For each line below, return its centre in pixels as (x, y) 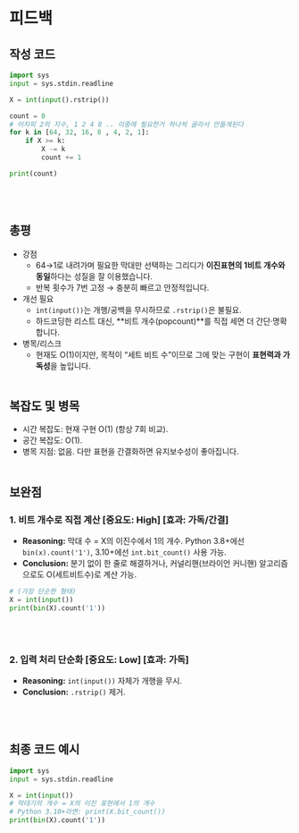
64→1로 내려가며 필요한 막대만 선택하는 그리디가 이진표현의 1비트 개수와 (160, 265)
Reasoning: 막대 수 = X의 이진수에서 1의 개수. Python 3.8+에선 (133, 541)
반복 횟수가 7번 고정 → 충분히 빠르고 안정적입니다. (122, 287)
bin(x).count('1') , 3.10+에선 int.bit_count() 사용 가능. (124, 552)
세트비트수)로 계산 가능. (96, 574)
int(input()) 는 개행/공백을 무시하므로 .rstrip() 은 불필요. (138, 310)
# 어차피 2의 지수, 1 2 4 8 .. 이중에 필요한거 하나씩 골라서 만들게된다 (127, 124)
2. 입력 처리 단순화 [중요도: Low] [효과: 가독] (99, 659)
